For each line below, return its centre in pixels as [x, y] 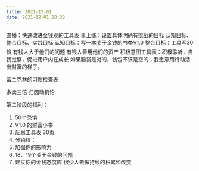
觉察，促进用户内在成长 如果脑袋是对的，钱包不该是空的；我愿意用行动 [98, 59]
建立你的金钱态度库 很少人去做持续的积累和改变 [73, 162]
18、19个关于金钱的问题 [44, 154]
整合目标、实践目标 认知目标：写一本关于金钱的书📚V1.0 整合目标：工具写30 [100, 42]
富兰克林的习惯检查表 [32, 79]
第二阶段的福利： [27, 104]
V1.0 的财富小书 [34, 125]
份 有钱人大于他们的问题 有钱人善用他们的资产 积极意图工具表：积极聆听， [97, 52]
